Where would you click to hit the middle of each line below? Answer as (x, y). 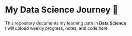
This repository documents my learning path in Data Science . (66, 23)
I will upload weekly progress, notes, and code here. (57, 28)
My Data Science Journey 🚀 (62, 10)
